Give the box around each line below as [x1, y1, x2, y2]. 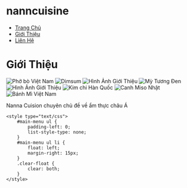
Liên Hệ [14, 37, 35, 44]
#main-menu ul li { [17, 140, 66, 145]
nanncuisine [6, 4, 69, 18]
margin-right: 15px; [27, 150, 79, 156]
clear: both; [27, 166, 60, 172]
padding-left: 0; [27, 124, 70, 130]
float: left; [27, 145, 60, 151]
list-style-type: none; [27, 129, 87, 135]
